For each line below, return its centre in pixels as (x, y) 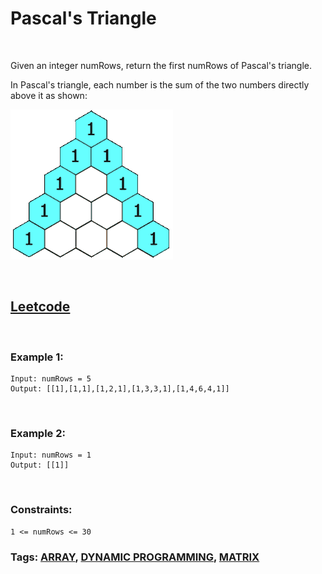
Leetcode (40, 307)
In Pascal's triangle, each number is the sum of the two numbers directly (160, 84)
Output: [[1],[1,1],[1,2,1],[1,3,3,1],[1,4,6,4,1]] (120, 389)
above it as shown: (49, 95)
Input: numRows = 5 (51, 379)
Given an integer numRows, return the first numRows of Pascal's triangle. (161, 65)
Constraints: (41, 510)
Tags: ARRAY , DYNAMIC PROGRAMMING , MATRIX (135, 557)
